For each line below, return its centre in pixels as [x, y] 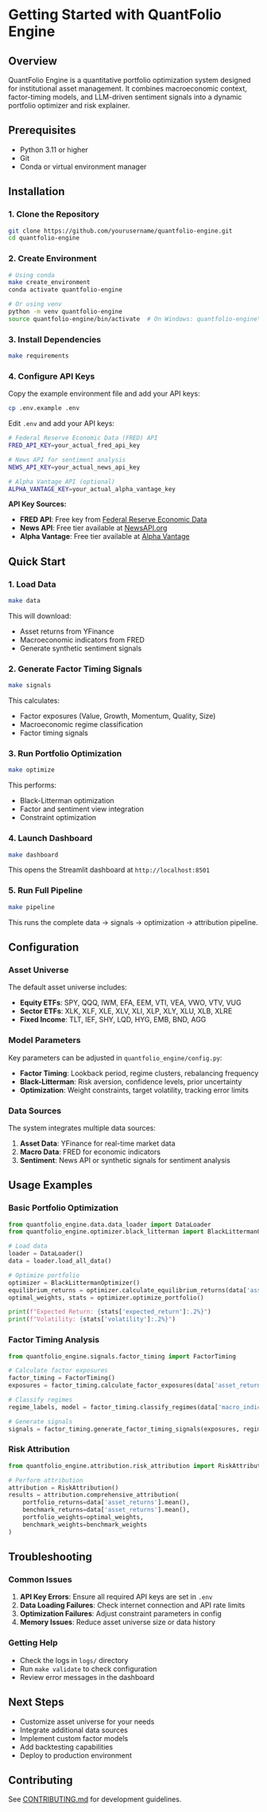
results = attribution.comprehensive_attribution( [94, 1495]
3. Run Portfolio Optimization [65, 754]
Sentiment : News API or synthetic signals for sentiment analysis [125, 1160]
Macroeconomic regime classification [81, 724]
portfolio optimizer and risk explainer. [69, 105]
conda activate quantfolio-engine [66, 290]
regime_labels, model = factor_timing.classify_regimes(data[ [113, 1407]
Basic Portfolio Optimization [64, 1208]
